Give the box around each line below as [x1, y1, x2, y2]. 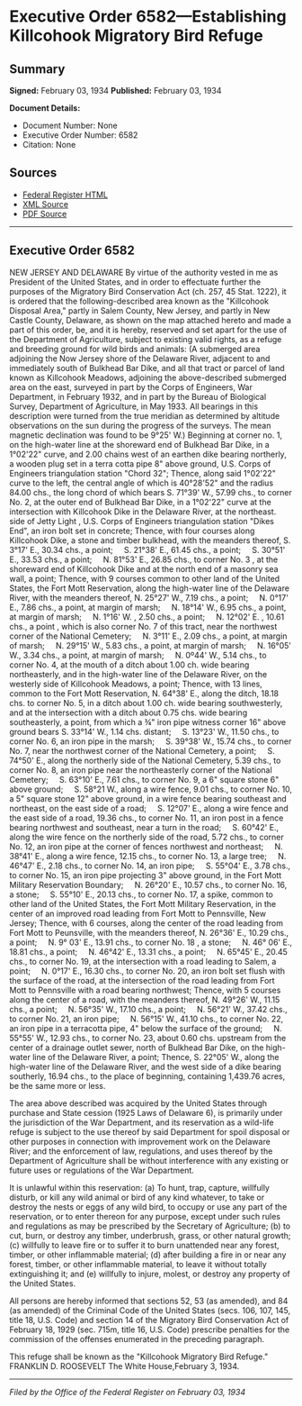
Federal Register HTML [22, 189, 109, 200]
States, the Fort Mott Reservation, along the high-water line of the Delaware [9, 583, 290, 594]
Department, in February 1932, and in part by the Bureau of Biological [9, 391, 267, 402]
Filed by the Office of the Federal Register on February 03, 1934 [9, 1386, 245, 1397]
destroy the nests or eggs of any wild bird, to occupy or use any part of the [9, 1201, 288, 1212]
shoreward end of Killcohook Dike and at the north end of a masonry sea [9, 563, 279, 574]
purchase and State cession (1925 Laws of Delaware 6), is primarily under [9, 1107, 283, 1118]
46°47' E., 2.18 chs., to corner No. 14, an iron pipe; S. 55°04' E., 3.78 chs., [9, 860, 291, 871]
